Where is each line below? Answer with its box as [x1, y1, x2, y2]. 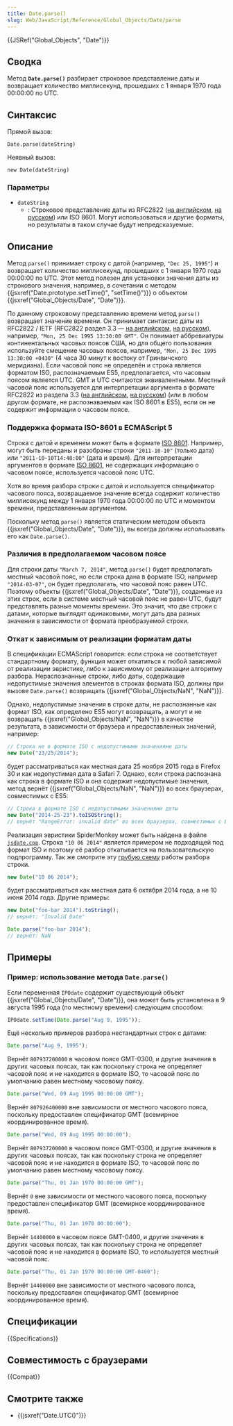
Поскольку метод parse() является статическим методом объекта [7, 517, 206, 525]
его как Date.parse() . [7, 532, 70, 540]
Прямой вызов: [7, 128, 53, 136]
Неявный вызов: [7, 154, 55, 162]
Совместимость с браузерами [7, 1354, 148, 1366]
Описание [7, 240, 53, 252]
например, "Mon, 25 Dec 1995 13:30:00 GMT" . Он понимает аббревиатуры [7, 331, 224, 340]
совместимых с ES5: [7, 791, 69, 799]
